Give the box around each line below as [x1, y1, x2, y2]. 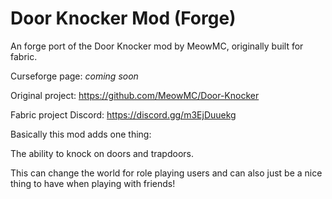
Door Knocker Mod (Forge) [10, 7, 237, 30]
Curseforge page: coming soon [10, 70, 139, 82]
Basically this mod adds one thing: [10, 128, 152, 140]
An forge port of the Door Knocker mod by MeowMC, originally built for [10, 40, 304, 52]
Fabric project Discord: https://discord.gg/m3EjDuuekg [10, 108, 237, 121]
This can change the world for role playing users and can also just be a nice [10, 167, 323, 179]
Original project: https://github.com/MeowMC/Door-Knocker [10, 89, 260, 101]
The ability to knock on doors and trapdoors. [10, 147, 194, 159]
